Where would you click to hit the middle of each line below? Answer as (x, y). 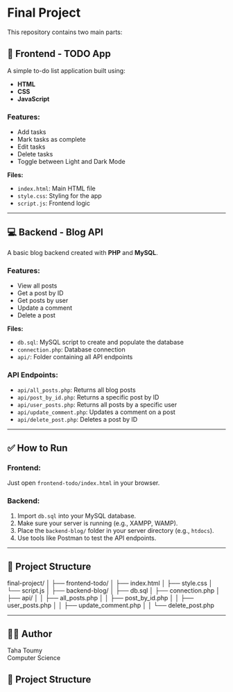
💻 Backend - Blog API (55, 232)
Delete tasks (35, 154)
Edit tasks (31, 147)
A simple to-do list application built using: (67, 70)
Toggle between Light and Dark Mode (71, 162)
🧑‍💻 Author (30, 634)
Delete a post (36, 315)
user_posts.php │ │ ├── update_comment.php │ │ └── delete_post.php (111, 605)
